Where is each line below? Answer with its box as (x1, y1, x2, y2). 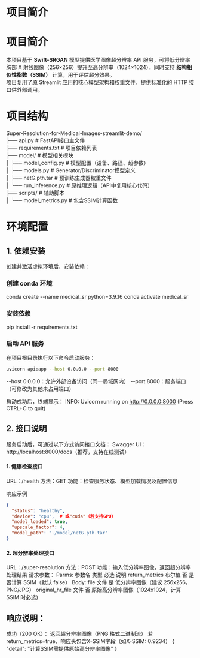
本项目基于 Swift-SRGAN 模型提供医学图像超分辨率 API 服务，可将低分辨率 (6, 56, 190, 64)
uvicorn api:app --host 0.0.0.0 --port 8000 (6, 366, 119, 372)
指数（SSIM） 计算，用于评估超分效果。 (16, 71, 115, 79)
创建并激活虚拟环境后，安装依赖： (6, 263, 90, 270)
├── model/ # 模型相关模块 (6, 152, 74, 159)
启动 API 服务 (6, 339, 44, 348)
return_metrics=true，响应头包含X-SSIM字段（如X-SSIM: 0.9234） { (6, 637, 175, 645)
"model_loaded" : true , (11, 519, 68, 525)
